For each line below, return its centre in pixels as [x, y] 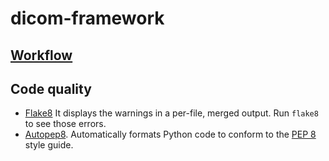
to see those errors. [65, 124]
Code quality [51, 88]
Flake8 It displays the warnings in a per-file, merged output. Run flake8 [171, 113]
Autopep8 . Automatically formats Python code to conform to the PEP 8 [170, 134]
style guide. [49, 145]
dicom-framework [87, 18]
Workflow [41, 55]
